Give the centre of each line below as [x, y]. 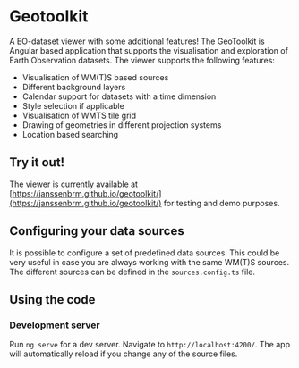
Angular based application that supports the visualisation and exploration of [149, 50]
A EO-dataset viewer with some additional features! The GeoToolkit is [137, 41]
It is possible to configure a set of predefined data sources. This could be [145, 253]
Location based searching [70, 134]
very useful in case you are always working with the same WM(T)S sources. [149, 262]
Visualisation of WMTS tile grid [79, 115]
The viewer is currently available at [74, 184]
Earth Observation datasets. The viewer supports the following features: [142, 60]
